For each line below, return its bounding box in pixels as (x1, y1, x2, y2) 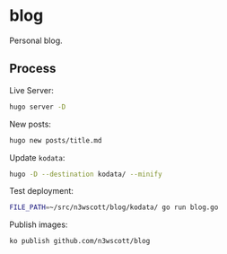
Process (9, 61, 57, 76)
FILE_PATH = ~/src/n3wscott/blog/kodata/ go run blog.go (9, 203, 219, 212)
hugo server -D (9, 102, 66, 111)
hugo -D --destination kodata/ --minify (9, 170, 163, 179)
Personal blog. (9, 35, 63, 46)
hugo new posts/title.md (9, 136, 102, 145)
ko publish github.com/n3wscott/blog (9, 237, 151, 246)
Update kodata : (9, 152, 65, 162)
